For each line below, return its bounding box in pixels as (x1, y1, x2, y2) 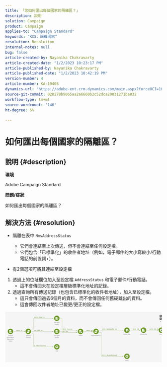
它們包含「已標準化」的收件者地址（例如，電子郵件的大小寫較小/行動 (19, 249, 161, 255)
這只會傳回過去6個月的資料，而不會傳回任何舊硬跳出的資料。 (19, 295, 145, 301)
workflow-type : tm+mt (5, 97, 50, 102)
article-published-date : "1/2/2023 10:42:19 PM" (5, 71, 108, 76)
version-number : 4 (5, 76, 43, 81)
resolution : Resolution (5, 40, 55, 45)
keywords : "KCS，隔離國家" (5, 34, 57, 39)
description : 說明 (5, 13, 42, 18)
